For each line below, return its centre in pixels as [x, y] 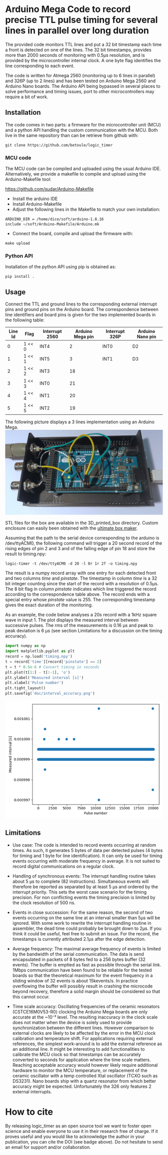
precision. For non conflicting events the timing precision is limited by [84, 897]
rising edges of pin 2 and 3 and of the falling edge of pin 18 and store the [80, 549]
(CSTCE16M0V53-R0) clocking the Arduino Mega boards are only [80, 1012]
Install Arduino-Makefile [37, 204]
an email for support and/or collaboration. [48, 1147]
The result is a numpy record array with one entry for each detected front [81, 573]
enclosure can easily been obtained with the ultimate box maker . [71, 528]
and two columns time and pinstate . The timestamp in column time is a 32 [81, 578]
